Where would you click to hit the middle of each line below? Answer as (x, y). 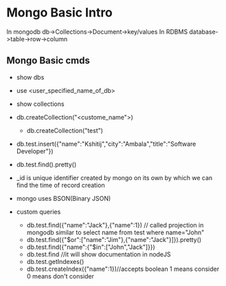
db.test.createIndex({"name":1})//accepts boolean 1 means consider (123, 269)
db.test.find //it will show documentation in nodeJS (99, 254)
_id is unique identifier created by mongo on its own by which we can (114, 177)
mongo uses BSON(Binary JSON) (64, 198)
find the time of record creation (60, 185)
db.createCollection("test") (65, 130)
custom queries (38, 212)
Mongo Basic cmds (48, 61)
